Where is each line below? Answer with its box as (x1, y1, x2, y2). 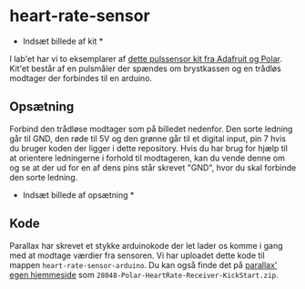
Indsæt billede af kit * (22, 36, 104, 46)
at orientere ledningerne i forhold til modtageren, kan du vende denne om (9, 152, 285, 163)
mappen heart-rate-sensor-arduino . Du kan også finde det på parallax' (9, 259, 278, 270)
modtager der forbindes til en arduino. (9, 72, 153, 83)
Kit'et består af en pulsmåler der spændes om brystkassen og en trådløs (9, 63, 282, 74)
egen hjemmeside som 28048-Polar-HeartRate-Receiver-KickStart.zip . (9, 269, 280, 280)
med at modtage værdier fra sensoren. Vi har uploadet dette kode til (9, 250, 266, 261)
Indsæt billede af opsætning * (22, 189, 135, 201)
